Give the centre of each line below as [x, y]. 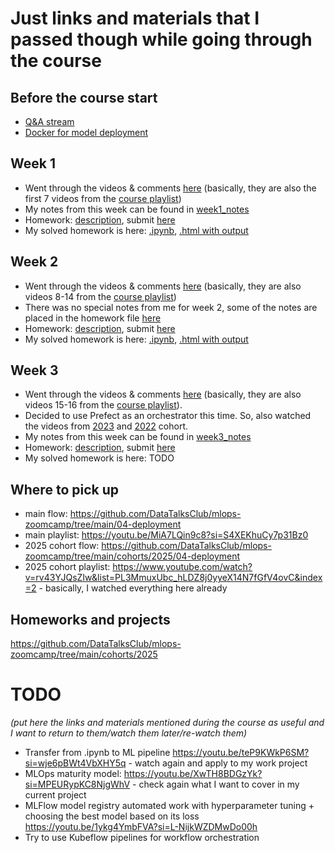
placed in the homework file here [93, 318]
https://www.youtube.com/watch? [182, 567]
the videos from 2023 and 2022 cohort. [106, 426]
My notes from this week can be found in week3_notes [138, 437]
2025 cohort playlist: [67, 567]
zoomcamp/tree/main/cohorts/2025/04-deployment [132, 556]
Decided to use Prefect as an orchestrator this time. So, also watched [168, 416]
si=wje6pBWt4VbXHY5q [75, 763]
